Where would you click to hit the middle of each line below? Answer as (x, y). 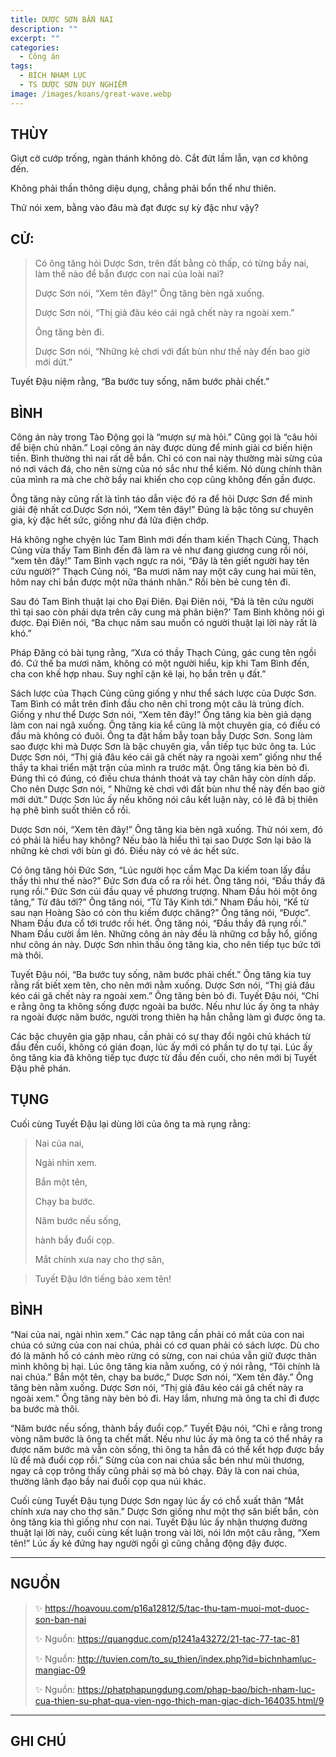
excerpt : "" (35, 38)
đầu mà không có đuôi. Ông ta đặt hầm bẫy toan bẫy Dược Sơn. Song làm (161, 736)
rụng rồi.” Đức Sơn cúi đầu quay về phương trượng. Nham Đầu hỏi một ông (164, 892)
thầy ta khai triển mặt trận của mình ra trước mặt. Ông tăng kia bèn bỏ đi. (160, 768)
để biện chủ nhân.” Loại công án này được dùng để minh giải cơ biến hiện (161, 448)
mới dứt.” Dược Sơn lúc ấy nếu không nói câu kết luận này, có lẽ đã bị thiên (164, 800)
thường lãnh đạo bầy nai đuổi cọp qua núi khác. (108, 1481)
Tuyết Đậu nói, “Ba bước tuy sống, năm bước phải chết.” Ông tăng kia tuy (161, 975)
